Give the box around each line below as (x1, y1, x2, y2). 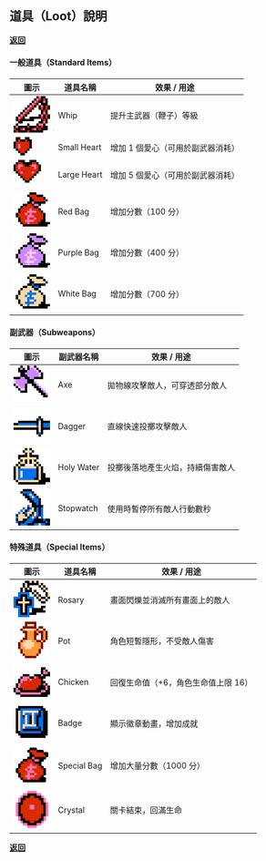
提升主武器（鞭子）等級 (109, 110, 199, 121)
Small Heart (57, 142, 102, 153)
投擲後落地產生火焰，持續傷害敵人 (107, 462, 235, 473)
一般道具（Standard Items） (9, 57, 117, 68)
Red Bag (57, 206, 89, 217)
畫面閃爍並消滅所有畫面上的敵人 (109, 595, 230, 606)
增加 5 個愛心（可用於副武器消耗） (109, 169, 240, 180)
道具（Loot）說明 (9, 8, 107, 25)
